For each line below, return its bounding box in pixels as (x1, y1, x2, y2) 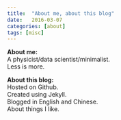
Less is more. (7, 62, 45, 71)
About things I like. (7, 105, 59, 113)
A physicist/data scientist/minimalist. (7, 56, 111, 64)
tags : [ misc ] (7, 29, 44, 36)
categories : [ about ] (7, 23, 66, 29)
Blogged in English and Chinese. (7, 97, 98, 106)
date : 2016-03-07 (7, 16, 63, 23)
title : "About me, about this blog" (7, 10, 115, 17)
